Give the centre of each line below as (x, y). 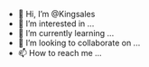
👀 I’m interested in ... (56, 24)
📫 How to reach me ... (60, 53)
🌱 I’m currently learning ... (66, 33)
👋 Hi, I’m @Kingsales (56, 14)
